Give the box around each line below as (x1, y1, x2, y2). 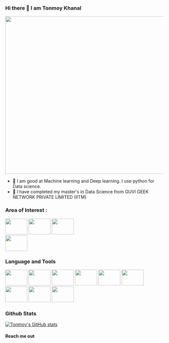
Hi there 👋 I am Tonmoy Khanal (5, 5, 81, 12)
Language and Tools (5, 258, 56, 265)
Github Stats (5, 310, 37, 317)
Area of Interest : (5, 207, 48, 214)
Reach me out (5, 333, 35, 339)
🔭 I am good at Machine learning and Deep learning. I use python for (12, 178, 154, 184)
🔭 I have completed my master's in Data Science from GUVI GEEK (12, 189, 149, 195)
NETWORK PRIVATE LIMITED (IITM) (12, 194, 87, 200)
